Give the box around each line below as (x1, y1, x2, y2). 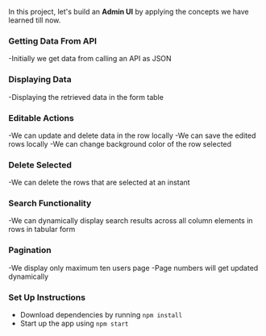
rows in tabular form (8, 225, 76, 234)
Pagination (8, 245, 52, 256)
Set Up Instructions (8, 292, 86, 303)
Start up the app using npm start (19, 318, 129, 329)
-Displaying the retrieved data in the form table (8, 92, 164, 102)
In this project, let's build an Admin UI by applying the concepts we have (8, 7, 249, 16)
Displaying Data (8, 74, 72, 85)
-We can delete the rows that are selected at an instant (8, 177, 191, 188)
